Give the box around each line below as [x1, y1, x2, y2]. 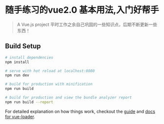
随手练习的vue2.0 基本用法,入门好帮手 [5, 4, 159, 16]
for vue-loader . [5, 113, 36, 120]
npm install [5, 60, 29, 64]
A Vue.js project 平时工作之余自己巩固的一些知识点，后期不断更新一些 [17, 21, 158, 27]
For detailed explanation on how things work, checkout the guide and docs [5, 108, 155, 114]
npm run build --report [5, 100, 54, 104]
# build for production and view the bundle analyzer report [5, 95, 132, 100]
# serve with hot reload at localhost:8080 [5, 68, 95, 73]
